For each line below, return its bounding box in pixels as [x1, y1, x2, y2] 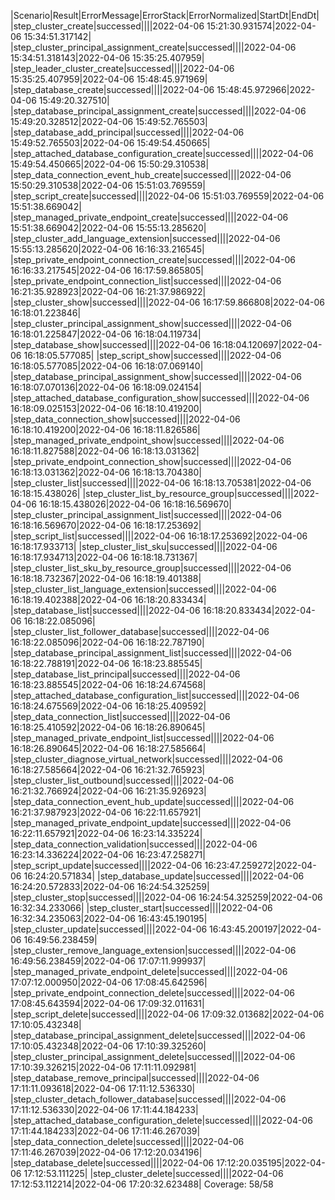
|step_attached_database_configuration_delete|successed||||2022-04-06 [10, 1115, 313, 1126]
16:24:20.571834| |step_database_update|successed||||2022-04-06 [23, 870, 305, 882]
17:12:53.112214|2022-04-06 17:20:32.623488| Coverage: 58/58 [10, 1178, 274, 1190]
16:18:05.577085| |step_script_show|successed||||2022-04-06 [23, 350, 282, 361]
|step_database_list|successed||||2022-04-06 [10, 605, 201, 616]
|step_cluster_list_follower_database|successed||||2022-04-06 [10, 626, 270, 637]
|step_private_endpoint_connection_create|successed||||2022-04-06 [10, 254, 296, 265]
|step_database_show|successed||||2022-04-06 [10, 339, 211, 350]
